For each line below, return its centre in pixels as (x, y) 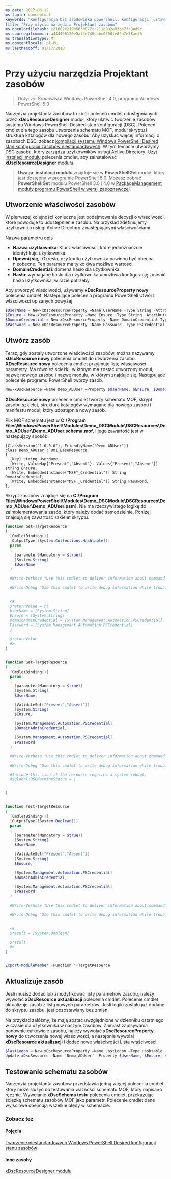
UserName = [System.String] (40, 611)
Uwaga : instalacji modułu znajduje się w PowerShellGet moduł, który (91, 172)
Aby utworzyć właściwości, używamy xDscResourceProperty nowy (77, 290)
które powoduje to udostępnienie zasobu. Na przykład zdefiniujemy (76, 222)
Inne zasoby (19, 1160)
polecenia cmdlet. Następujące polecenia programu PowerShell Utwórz (80, 296)
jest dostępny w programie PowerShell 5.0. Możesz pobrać (79, 178)
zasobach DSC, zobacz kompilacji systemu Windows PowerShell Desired (82, 141)
